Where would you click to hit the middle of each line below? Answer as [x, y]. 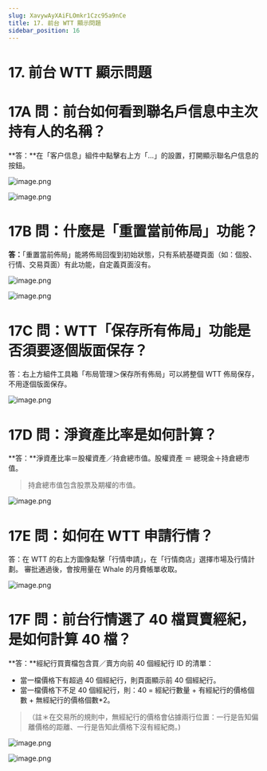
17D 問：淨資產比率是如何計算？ [113, 434]
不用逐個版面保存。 [40, 384]
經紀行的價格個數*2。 [79, 700]
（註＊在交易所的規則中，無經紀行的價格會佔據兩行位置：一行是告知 [139, 717]
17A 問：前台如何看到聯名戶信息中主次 [133, 112]
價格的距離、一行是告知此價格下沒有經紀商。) [108, 727]
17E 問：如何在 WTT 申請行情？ [111, 536]
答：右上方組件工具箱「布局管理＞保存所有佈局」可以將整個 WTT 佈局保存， [133, 374]
